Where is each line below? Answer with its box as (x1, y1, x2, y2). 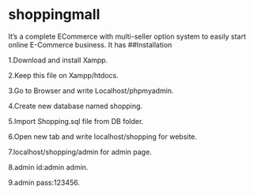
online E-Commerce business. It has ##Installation (8, 39, 172, 49)
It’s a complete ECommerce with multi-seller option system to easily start (8, 32, 247, 41)
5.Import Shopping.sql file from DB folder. (8, 116, 144, 126)
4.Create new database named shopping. (8, 101, 143, 111)
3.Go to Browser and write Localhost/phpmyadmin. (8, 85, 174, 96)
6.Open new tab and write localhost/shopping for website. (8, 132, 198, 141)
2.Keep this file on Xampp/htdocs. (8, 70, 119, 80)
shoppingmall (8, 6, 100, 24)
